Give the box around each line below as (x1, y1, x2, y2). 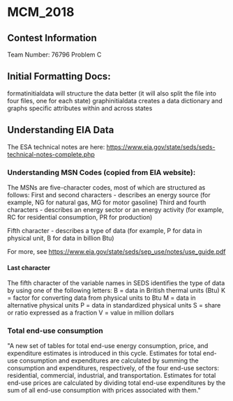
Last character (7, 263, 51, 272)
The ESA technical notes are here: (7, 142, 105, 151)
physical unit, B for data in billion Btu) (7, 234, 114, 242)
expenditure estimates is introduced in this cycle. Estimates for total (7, 349, 202, 358)
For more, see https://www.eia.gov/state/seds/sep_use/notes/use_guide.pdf (7, 247, 226, 255)
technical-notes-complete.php (7, 150, 96, 158)
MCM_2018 (7, 4, 75, 20)
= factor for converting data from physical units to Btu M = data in (7, 294, 196, 302)
